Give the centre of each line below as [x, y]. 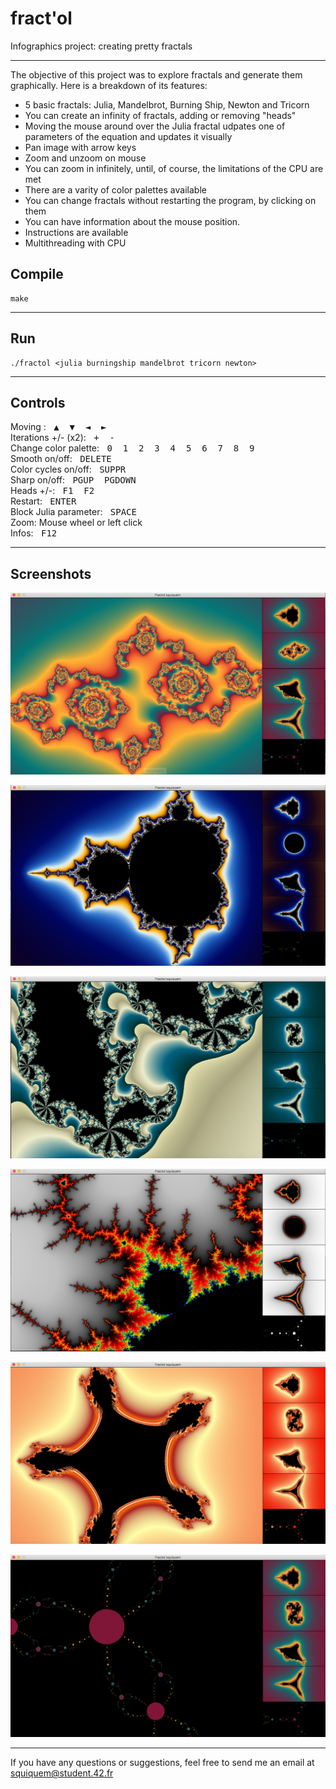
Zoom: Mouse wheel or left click [76, 523]
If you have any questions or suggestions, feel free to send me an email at [162, 1763]
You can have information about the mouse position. [132, 221]
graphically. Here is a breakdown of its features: [109, 85]
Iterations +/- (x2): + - [62, 438]
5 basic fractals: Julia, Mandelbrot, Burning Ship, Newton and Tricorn [167, 104]
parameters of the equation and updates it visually [128, 136]
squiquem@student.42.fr [62, 1773]
